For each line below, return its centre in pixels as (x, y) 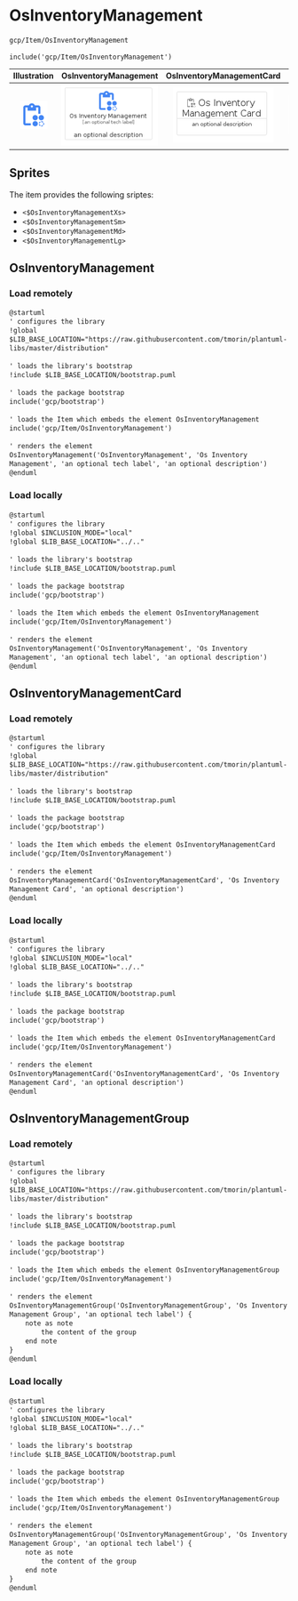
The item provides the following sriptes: (82, 194)
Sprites (30, 173)
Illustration (34, 76)
